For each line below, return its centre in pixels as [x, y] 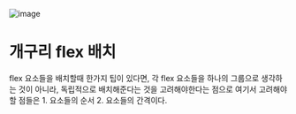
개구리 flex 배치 [63, 52]
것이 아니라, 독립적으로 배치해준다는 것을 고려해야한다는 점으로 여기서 [137, 89]
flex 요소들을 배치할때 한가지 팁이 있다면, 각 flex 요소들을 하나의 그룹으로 [134, 78]
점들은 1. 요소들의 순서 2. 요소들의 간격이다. [93, 100]
